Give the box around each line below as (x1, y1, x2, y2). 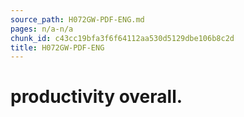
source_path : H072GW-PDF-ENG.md (10, 14, 145, 25)
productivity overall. (10, 86, 183, 108)
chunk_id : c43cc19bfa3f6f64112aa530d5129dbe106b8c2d (10, 33, 235, 43)
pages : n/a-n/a (10, 24, 74, 34)
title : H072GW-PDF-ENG (10, 42, 105, 53)
